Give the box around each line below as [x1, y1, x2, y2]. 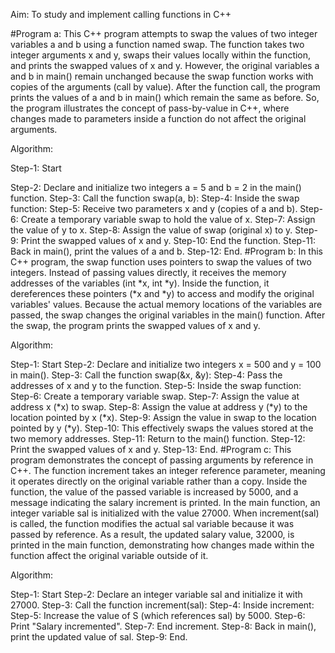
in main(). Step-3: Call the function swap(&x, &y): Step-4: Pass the [10, 369, 283, 381]
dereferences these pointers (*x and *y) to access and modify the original [10, 288, 315, 299]
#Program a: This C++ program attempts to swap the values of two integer [10, 28, 318, 39]
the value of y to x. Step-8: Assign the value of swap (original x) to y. [10, 224, 293, 236]
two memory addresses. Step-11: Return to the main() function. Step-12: [10, 433, 306, 444]
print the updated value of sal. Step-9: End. [10, 631, 188, 643]
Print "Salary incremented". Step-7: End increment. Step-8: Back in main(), [10, 620, 317, 632]
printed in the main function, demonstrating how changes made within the [10, 539, 315, 551]
